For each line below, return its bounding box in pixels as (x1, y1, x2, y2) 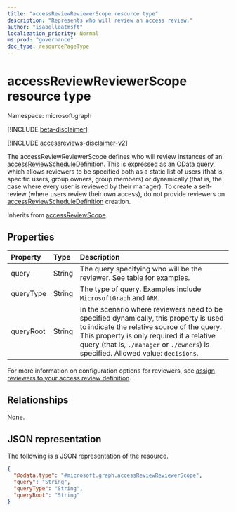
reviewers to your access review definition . (7, 373, 132, 382)
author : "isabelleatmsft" (7, 23, 83, 30)
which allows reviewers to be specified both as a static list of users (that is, (7, 167, 225, 176)
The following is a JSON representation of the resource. (7, 452, 169, 461)
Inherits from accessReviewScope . (7, 210, 108, 219)
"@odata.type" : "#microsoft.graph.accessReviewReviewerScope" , (13, 472, 202, 479)
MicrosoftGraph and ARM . (79, 293, 159, 302)
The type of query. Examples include (79, 284, 202, 294)
